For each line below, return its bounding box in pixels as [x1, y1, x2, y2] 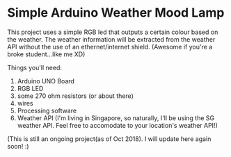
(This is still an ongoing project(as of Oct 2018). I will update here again [7, 134, 212, 143]
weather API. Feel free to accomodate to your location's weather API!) [17, 121, 218, 129]
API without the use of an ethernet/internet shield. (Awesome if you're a [7, 42, 213, 51]
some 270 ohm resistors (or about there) [17, 92, 134, 100]
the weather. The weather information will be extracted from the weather [7, 35, 216, 43]
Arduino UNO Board [17, 76, 75, 85]
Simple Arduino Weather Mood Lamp [7, 5, 225, 21]
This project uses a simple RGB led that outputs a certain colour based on [7, 28, 218, 36]
